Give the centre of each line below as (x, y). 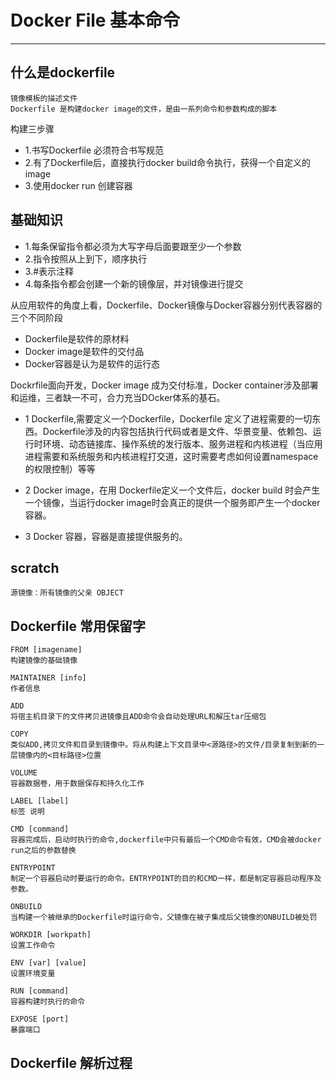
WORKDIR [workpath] (51, 935)
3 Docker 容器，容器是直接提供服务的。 (106, 536)
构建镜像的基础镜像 (44, 661)
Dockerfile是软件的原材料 (77, 338)
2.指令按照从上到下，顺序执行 (86, 258)
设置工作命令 (33, 946)
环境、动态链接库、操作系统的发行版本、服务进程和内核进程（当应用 (182, 443)
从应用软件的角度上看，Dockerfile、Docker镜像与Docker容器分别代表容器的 (166, 305)
